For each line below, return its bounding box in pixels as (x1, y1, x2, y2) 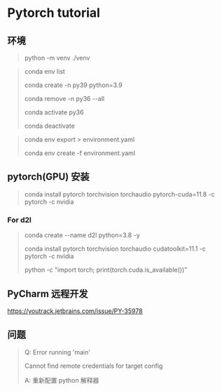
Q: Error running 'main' (24, 347, 91, 356)
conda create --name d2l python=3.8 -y (24, 231, 140, 239)
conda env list (24, 67, 65, 75)
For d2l (7, 215, 32, 225)
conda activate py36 (24, 108, 84, 117)
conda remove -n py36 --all (24, 95, 105, 102)
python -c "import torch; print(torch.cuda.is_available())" (24, 265, 188, 274)
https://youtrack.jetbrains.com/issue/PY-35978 (7, 307, 143, 315)
